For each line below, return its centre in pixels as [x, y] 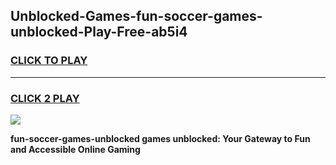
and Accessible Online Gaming [75, 149]
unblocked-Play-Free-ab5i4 [99, 32]
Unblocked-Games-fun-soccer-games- [136, 16]
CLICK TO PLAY [49, 61]
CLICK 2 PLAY [45, 98]
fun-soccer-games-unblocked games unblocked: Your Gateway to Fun [160, 138]
